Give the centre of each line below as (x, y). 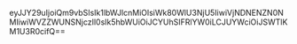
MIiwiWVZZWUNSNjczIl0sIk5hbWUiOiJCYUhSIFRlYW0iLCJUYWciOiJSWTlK (148, 22)
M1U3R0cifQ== (38, 31)
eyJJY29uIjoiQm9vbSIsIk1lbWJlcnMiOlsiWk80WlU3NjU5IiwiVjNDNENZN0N (146, 13)
